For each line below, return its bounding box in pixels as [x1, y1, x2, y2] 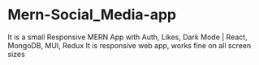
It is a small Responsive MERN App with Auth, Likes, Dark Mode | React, [7, 32, 248, 42]
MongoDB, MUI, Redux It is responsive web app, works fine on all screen [7, 40, 252, 50]
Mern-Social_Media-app [7, 6, 177, 24]
